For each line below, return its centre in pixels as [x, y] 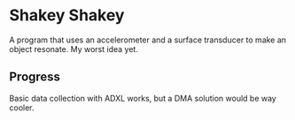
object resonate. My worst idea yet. [74, 49]
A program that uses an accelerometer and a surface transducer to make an [147, 40]
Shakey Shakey [67, 15]
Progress [35, 77]
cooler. [22, 108]
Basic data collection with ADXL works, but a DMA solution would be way [143, 98]
